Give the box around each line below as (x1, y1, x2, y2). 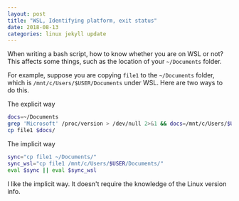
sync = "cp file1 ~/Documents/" (7, 153, 97, 161)
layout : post (7, 10, 46, 18)
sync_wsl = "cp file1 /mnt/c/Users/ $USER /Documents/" (7, 160, 164, 167)
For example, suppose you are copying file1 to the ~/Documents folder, (7, 71, 215, 80)
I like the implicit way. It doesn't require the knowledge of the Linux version (7, 179, 227, 188)
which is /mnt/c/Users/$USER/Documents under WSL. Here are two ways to (7, 79, 223, 87)
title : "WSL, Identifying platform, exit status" (7, 17, 158, 24)
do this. (7, 86, 30, 94)
